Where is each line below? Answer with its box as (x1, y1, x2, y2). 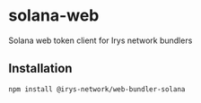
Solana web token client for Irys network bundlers (8, 35, 193, 46)
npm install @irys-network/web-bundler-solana (8, 84, 186, 94)
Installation (8, 61, 73, 76)
